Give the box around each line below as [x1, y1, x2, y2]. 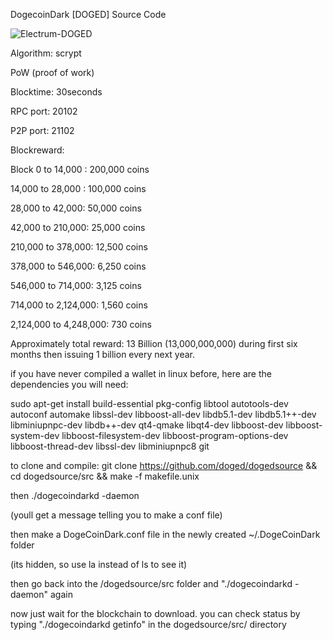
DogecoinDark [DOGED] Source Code [10, 9, 167, 20]
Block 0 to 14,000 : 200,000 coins [10, 164, 150, 175]
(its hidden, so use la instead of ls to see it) [10, 559, 188, 570]
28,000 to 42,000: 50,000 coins [10, 202, 142, 214]
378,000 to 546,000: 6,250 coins [10, 260, 147, 272]
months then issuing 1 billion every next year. [10, 349, 196, 360]
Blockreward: [10, 144, 65, 156]
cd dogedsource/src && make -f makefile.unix [10, 470, 200, 482]
